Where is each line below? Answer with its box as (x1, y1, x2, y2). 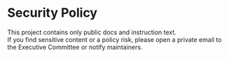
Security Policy (7, 5, 98, 21)
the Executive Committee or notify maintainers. (7, 43, 143, 51)
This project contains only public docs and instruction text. (7, 28, 176, 36)
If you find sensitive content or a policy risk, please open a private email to (7, 35, 222, 43)
